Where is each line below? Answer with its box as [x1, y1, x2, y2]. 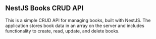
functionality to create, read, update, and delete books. [5, 27, 120, 34]
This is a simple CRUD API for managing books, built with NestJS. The [5, 17, 151, 23]
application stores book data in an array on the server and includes [5, 22, 145, 28]
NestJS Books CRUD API [5, 4, 84, 12]
